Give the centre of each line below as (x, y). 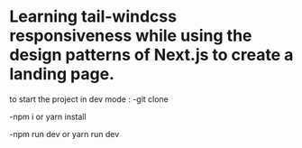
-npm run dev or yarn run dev (64, 134)
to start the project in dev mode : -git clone (89, 99)
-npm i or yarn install (48, 116)
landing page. (62, 74)
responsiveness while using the (131, 36)
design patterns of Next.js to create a (151, 55)
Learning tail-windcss (93, 17)
